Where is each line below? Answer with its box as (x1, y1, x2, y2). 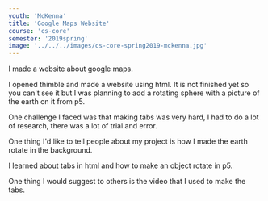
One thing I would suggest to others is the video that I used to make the (8, 177, 246, 186)
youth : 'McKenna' (8, 11, 67, 20)
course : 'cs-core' (8, 27, 70, 35)
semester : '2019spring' (8, 34, 89, 43)
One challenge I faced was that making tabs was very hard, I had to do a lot (8, 112, 260, 122)
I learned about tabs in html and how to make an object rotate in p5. (8, 161, 233, 170)
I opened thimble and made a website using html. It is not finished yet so (8, 80, 249, 90)
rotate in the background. (8, 145, 93, 155)
